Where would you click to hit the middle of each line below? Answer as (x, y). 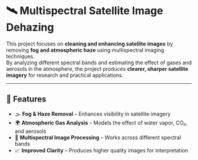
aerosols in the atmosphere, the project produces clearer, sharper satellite (97, 68)
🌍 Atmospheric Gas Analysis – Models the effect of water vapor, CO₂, (101, 123)
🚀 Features (26, 99)
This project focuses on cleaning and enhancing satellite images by (90, 44)
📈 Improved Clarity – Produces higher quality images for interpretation (101, 150)
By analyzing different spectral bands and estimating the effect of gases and (99, 63)
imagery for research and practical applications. (65, 75)
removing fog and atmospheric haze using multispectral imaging (85, 50)
